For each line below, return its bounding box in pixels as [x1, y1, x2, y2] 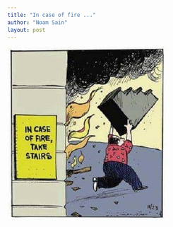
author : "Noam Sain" [7, 18, 68, 26]
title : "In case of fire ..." [7, 11, 97, 18]
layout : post [7, 26, 46, 33]
